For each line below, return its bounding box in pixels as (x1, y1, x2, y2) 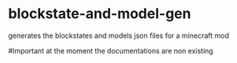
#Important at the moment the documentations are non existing (8, 46, 214, 55)
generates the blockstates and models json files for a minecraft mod (8, 31, 230, 40)
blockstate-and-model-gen (8, 5, 191, 23)
